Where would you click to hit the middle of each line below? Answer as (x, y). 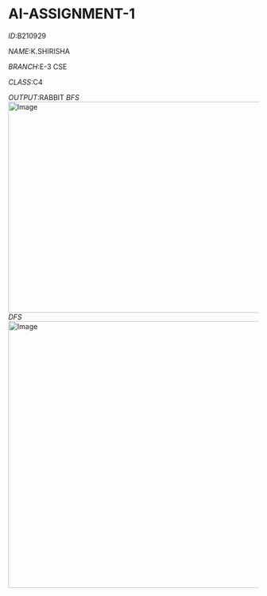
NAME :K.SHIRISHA (39, 51)
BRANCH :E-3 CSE (38, 66)
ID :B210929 (27, 36)
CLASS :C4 (26, 82)
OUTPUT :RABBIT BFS (44, 97)
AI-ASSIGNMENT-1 (72, 14)
